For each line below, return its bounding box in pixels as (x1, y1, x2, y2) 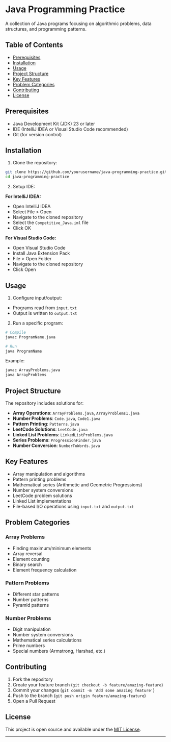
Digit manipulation (12, 626, 51, 632)
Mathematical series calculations (12, 637, 82, 644)
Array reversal (12, 550, 43, 557)
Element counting (12, 556, 50, 562)
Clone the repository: (12, 160, 58, 166)
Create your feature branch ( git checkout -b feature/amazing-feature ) (12, 681, 163, 687)
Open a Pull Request (12, 698, 56, 704)
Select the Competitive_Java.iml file (12, 219, 89, 226)
